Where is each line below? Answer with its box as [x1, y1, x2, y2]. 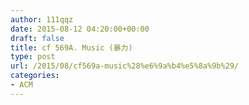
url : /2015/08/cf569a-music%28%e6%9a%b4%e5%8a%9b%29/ [10, 61, 240, 71]
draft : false [10, 33, 65, 43]
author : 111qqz [10, 14, 74, 25]
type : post [10, 52, 56, 62]
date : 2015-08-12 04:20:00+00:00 [10, 24, 150, 34]
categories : [10, 71, 60, 81]
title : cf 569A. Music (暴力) [10, 42, 133, 53]
